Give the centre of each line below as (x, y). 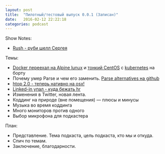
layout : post (19, 10)
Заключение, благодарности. (44, 146)
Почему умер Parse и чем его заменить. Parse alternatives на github (86, 78)
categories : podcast (27, 24)
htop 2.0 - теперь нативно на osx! (48, 84)
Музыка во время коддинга (42, 105)
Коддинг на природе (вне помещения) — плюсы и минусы (75, 100)
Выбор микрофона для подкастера (50, 116)
